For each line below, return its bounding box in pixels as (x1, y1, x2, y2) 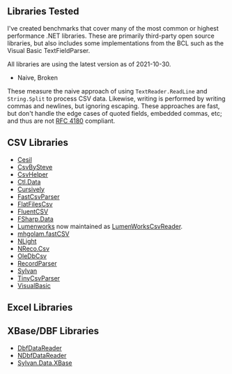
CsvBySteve (17, 163, 53, 171)
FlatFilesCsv (17, 200, 53, 208)
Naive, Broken (17, 73, 58, 82)
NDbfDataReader (17, 351, 67, 359)
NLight (17, 237, 37, 245)
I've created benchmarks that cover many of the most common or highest (7, 24, 219, 32)
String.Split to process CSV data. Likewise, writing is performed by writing (7, 94, 226, 103)
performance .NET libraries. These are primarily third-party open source (7, 31, 215, 40)
